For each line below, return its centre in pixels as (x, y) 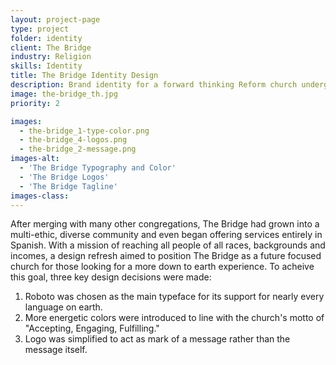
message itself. (56, 350)
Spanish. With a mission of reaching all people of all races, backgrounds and (168, 245)
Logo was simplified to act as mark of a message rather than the (157, 339)
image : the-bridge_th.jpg (64, 94)
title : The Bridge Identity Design (84, 76)
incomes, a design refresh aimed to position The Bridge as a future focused (166, 256)
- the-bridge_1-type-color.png (84, 131)
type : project (40, 29)
